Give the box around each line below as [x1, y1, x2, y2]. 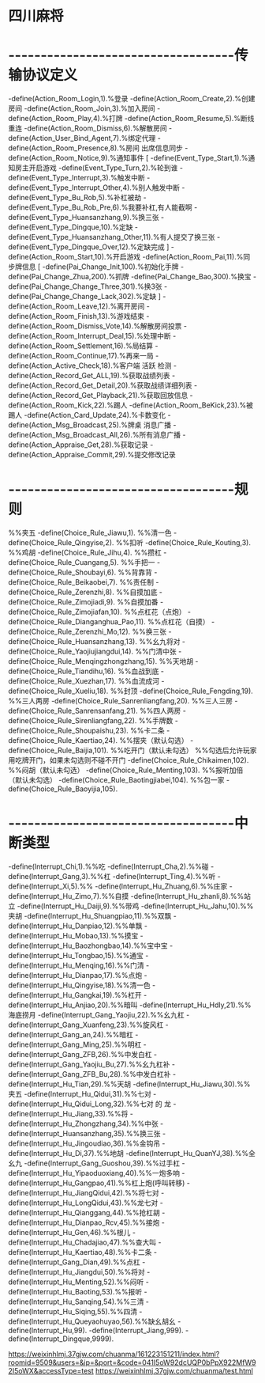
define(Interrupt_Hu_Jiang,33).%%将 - [8, 1109, 134, 1118]
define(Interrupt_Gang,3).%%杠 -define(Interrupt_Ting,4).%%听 [8, 872, 216, 881]
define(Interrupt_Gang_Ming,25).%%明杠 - [8, 1040, 147, 1049]
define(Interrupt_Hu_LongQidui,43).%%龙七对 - [8, 1198, 163, 1207]
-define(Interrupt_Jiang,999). [88, 1326, 184, 1335]
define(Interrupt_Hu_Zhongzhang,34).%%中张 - [8, 1119, 164, 1128]
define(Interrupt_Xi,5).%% [8, 881, 93, 891]
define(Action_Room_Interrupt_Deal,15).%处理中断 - [8, 332, 177, 341]
